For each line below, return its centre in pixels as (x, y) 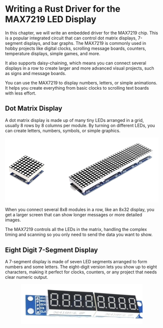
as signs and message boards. (36, 73)
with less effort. (21, 93)
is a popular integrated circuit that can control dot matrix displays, (71, 38)
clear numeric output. (27, 277)
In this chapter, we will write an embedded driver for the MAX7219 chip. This (81, 33)
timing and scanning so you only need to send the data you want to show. (79, 234)
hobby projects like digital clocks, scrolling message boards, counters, (76, 48)
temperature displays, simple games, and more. (53, 53)
